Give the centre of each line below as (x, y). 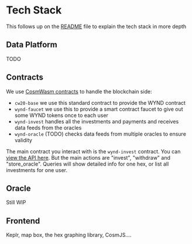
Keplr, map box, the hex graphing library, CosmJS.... (69, 235)
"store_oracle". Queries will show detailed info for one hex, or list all (88, 164)
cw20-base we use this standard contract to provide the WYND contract (100, 102)
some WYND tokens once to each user (61, 115)
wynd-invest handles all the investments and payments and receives (97, 121)
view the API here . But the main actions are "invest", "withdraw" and (88, 157)
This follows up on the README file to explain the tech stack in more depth (96, 26)
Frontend (23, 221)
